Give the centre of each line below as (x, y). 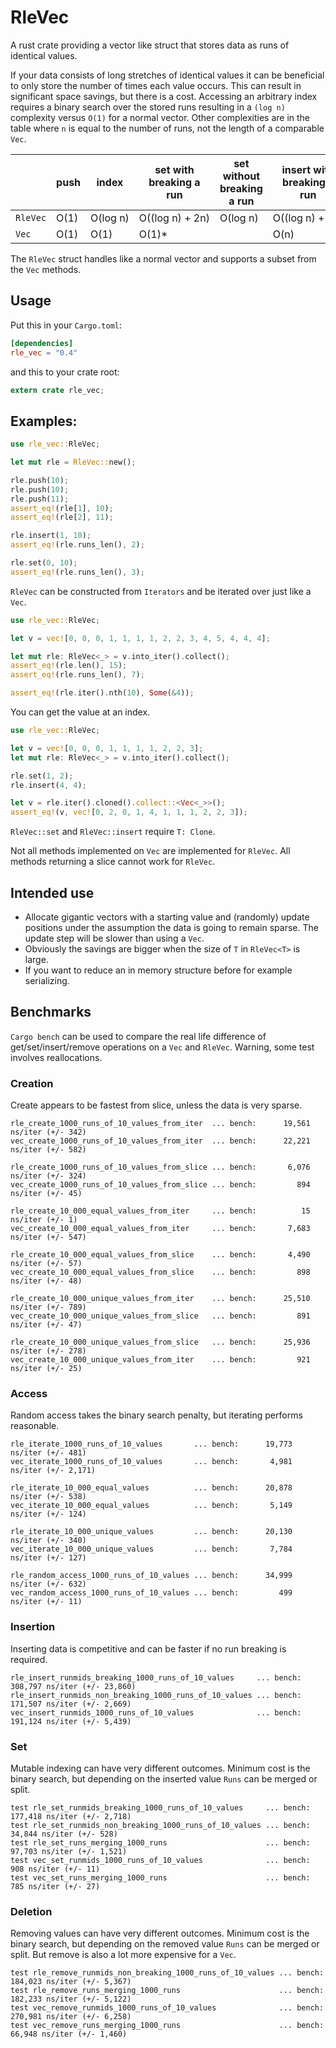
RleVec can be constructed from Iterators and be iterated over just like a (161, 591)
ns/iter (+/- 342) (48, 1132)
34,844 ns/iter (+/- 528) (64, 1834)
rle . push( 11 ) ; (40, 499)
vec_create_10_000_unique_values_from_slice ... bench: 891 (160, 1316)
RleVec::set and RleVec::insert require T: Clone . (113, 832)
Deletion (31, 1911)
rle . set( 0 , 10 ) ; (44, 563)
